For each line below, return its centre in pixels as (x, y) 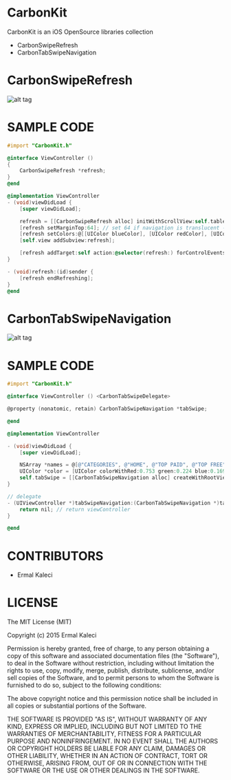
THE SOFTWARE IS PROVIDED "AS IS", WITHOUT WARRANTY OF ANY (107, 719)
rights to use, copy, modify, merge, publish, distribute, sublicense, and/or (111, 670)
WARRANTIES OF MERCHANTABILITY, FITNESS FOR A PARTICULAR (104, 734)
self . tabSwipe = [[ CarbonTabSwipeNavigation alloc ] (95, 478)
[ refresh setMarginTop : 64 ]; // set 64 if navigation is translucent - (123, 228)
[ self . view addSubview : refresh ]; (67, 240)
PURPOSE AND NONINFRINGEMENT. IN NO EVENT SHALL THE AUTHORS (113, 741)
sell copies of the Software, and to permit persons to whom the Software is (113, 678)
